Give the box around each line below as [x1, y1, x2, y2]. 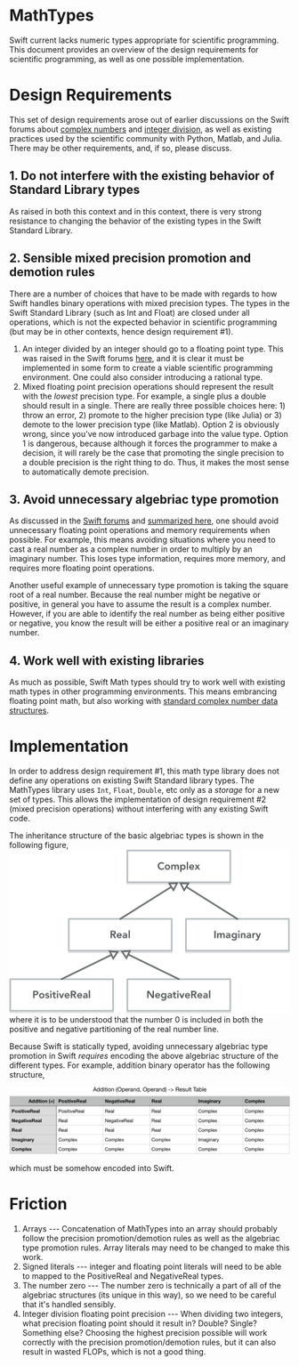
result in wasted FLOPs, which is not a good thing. [21, 1346, 206, 1357]
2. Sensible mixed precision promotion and [9, 251, 252, 266]
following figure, [9, 840, 69, 851]
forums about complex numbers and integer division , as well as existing [9, 124, 272, 134]
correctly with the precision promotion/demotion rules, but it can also [21, 1337, 277, 1348]
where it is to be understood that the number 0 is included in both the [9, 1014, 264, 1025]
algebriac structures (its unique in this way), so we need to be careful [21, 1289, 277, 1300]
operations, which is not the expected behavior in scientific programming [9, 317, 278, 327]
